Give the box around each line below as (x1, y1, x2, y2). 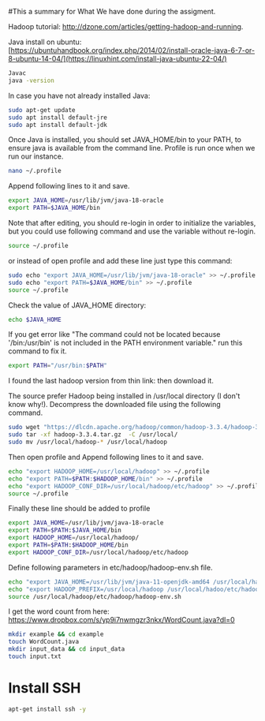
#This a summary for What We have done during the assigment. (8, 7, 216, 16)
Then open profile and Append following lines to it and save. (8, 452, 203, 461)
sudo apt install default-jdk (8, 121, 108, 129)
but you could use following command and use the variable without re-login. (8, 226, 256, 236)
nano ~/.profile (8, 167, 62, 175)
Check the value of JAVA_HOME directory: (8, 300, 147, 310)
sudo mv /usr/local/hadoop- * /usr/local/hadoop (8, 438, 168, 446)
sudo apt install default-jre (8, 114, 108, 121)
